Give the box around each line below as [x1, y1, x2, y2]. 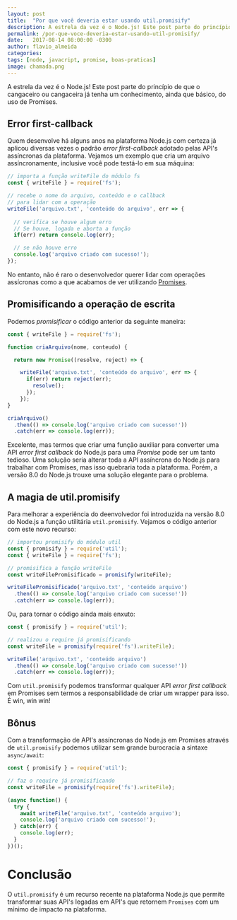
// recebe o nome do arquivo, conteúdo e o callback [7, 192, 166, 199]
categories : [7, 50, 42, 57]
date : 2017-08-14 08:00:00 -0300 [7, 37, 112, 44]
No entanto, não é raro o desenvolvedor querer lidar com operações [7, 270, 206, 279]
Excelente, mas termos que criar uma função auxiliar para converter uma [7, 441, 219, 449]
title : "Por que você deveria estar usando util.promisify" [7, 17, 191, 24]
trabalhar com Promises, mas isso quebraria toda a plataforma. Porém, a [7, 463, 218, 472]
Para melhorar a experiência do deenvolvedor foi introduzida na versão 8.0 [7, 510, 225, 518]
